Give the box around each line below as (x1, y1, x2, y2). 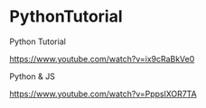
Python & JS (9, 70, 56, 82)
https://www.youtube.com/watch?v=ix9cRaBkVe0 (9, 53, 195, 64)
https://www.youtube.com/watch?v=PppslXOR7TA (9, 88, 197, 99)
